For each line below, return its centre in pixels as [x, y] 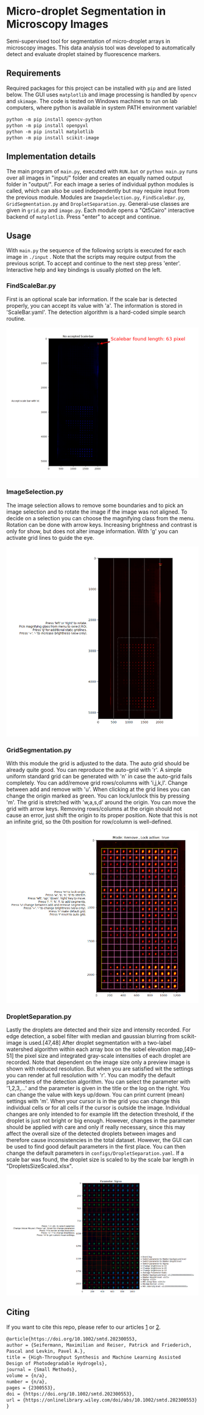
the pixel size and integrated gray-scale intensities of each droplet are [103, 1056]
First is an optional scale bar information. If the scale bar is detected [92, 299]
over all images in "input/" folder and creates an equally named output [94, 178]
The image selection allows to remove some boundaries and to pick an [95, 505]
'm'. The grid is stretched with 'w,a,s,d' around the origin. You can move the [101, 802]
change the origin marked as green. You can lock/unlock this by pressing [98, 796]
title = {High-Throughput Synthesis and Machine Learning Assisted [94, 1357]
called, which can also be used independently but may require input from [98, 191]
